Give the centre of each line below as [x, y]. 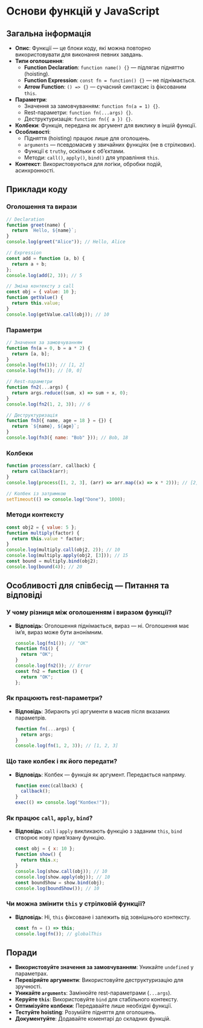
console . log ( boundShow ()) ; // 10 [57, 888]
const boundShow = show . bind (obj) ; [60, 883]
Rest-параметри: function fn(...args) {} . [78, 112]
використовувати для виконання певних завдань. [79, 55]
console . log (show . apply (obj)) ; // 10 [63, 877]
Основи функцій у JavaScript [83, 11]
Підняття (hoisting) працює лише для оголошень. [87, 138]
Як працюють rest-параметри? [54, 698]
